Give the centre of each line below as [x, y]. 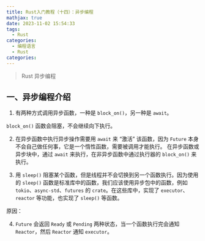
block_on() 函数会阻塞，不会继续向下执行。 [61, 126]
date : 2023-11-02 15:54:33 [41, 23]
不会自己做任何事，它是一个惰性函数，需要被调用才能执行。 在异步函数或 [107, 147]
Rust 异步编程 [39, 76]
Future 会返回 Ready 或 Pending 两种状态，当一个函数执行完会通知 [97, 224]
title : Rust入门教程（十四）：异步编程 [50, 12]
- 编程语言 [24, 47]
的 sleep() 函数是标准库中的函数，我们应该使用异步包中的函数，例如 [101, 183]
